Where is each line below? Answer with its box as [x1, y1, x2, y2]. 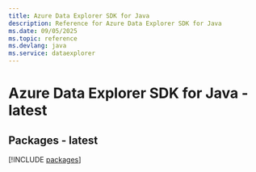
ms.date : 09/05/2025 [8, 27, 78, 35]
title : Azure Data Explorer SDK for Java [8, 11, 150, 20]
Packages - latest [8, 133, 99, 147]
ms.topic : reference [8, 34, 78, 43]
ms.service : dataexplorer [8, 49, 95, 57]
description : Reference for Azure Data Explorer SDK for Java [8, 19, 222, 27]
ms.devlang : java [8, 42, 67, 50]
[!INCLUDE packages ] [8, 155, 82, 164]
